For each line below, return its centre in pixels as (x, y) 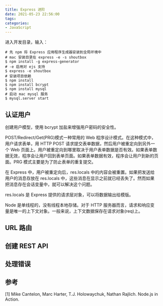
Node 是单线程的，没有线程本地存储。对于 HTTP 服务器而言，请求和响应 (78, 205)
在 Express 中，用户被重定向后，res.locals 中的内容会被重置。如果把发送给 (80, 172)
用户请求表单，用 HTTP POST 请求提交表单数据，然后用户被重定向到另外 (78, 144)
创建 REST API (27, 246)
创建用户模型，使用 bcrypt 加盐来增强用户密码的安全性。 (62, 127)
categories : (17, 23)
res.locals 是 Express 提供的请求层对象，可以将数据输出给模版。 (69, 195)
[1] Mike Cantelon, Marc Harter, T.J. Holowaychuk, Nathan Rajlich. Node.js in (81, 294)
